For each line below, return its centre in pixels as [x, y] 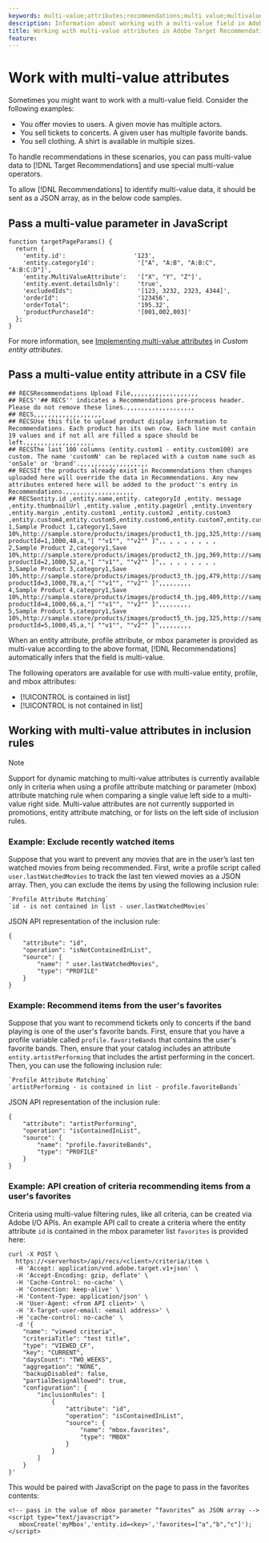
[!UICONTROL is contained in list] [75, 696]
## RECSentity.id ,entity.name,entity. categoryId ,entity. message [125, 499]
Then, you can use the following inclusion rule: [85, 1066]
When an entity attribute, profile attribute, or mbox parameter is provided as [133, 640]
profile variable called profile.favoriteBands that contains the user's [122, 1040]
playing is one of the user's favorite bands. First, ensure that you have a [127, 1031]
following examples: [41, 108]
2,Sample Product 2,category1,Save [68, 548]
